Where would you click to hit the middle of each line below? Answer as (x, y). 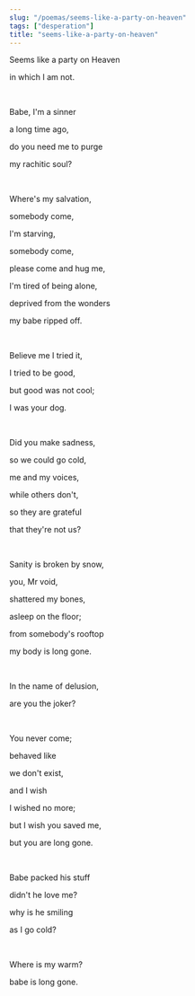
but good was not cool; (52, 391)
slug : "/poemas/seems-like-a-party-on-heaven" (98, 18)
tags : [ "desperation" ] (52, 26)
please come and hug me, (58, 269)
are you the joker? (43, 704)
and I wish (28, 790)
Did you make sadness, (53, 443)
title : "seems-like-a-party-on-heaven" (84, 34)
